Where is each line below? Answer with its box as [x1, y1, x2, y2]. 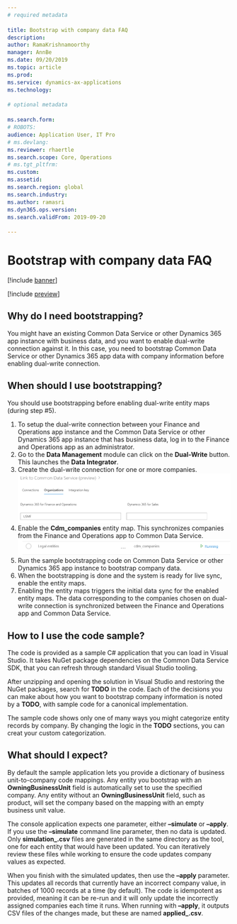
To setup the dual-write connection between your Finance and [17, 419, 200, 429]
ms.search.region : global [7, 184, 83, 191]
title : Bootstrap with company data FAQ [7, 26, 129, 33]
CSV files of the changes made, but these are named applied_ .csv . [7, 908, 204, 917]
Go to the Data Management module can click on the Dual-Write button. [17, 450, 230, 458]
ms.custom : [7, 169, 40, 176]
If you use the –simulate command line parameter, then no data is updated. [7, 827, 226, 835]
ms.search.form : [7, 116, 55, 123]
